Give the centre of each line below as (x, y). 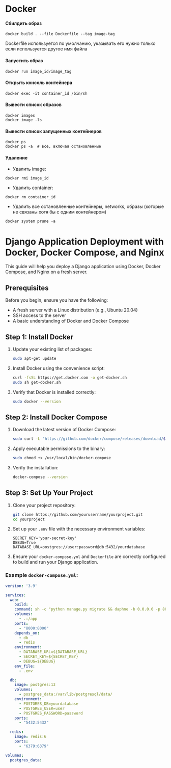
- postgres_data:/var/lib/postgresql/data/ (66, 694)
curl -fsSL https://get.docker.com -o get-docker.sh (70, 378)
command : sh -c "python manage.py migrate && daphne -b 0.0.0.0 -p (87, 610)
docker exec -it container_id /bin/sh (46, 93)
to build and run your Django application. (55, 562)
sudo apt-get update (34, 358)
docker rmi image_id (27, 178)
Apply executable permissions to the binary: (59, 448)
